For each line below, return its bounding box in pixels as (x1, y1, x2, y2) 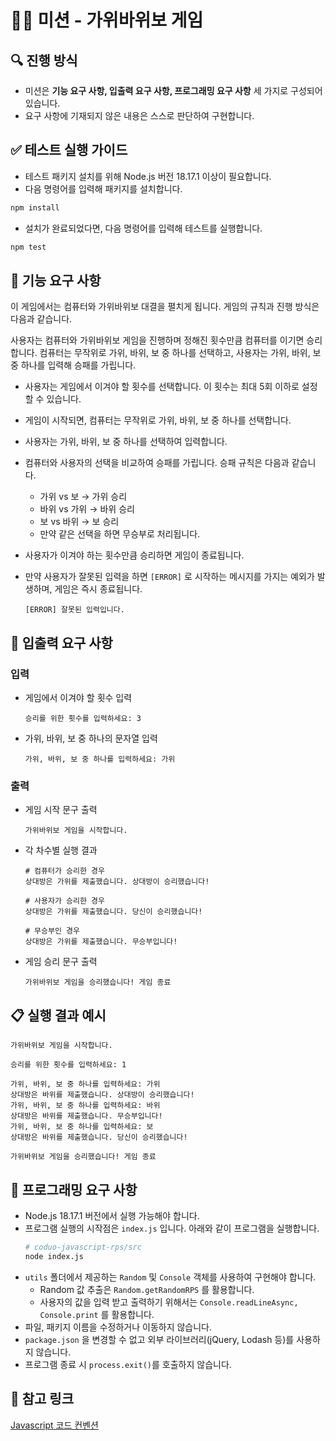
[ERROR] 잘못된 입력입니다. (24, 605, 125, 615)
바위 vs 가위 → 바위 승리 (39, 503, 135, 515)
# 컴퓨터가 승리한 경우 (24, 866, 105, 876)
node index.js (24, 1251, 84, 1261)
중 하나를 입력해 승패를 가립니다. (10, 359, 137, 371)
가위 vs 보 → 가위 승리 (39, 491, 128, 503)
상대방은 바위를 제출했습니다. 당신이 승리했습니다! (10, 1132, 188, 1143)
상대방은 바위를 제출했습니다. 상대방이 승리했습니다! (10, 1090, 195, 1100)
